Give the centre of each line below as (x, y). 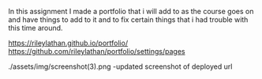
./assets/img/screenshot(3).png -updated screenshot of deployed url (120, 66)
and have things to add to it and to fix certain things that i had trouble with (128, 20)
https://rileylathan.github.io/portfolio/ (68, 43)
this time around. (36, 28)
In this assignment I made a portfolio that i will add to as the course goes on (131, 11)
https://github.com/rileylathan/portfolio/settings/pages (97, 51)
